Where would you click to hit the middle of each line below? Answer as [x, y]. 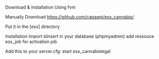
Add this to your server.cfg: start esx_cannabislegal [58, 51]
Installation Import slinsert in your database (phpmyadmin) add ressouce [80, 36]
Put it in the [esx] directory [32, 26]
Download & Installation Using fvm [40, 7]
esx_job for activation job [31, 41]
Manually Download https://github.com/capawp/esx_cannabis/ [70, 17]
